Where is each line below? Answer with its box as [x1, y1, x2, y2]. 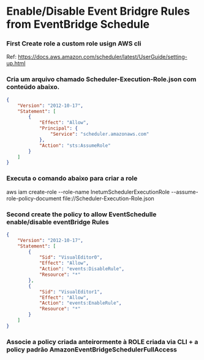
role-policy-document [6, 195, 62, 202]
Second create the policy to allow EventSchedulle [6, 210, 157, 219]
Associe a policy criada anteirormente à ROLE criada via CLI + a [6, 337, 198, 346]
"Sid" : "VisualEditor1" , [39, 289, 103, 295]
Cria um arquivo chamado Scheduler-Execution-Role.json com [6, 75, 197, 84]
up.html [6, 60, 26, 67]
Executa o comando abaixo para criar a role [6, 174, 138, 182]
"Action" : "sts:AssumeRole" [39, 143, 111, 149]
